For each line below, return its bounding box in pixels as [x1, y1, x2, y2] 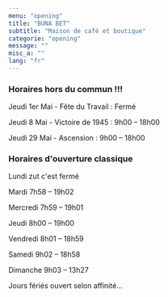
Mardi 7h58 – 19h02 [8, 187, 74, 197]
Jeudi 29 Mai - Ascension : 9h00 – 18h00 [8, 133, 145, 143]
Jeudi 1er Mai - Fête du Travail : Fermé [8, 102, 136, 111]
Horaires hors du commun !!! [8, 83, 124, 94]
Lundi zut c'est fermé [8, 171, 79, 182]
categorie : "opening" [8, 34, 82, 43]
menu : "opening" [8, 11, 63, 20]
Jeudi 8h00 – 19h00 [8, 219, 75, 228]
